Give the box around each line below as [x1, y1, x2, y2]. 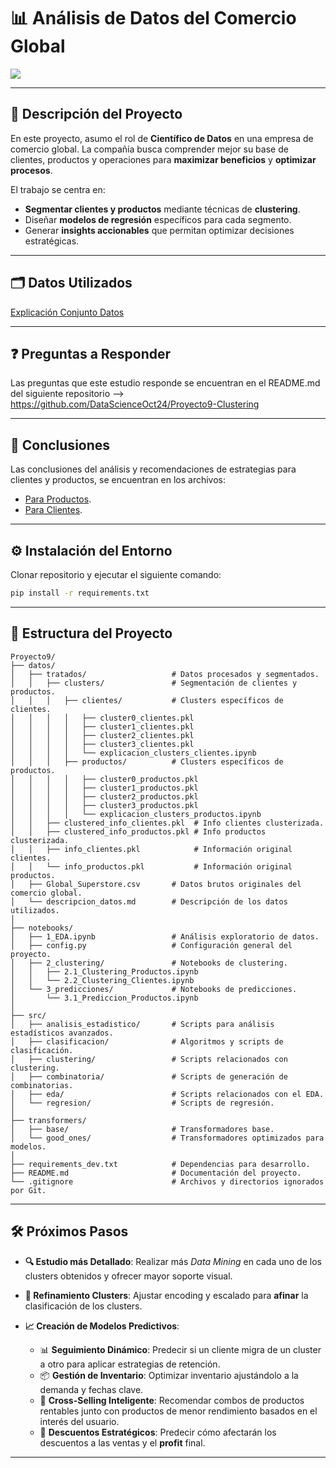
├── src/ [10, 1010, 47, 1020]
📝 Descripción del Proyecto [10, 106, 183, 123]
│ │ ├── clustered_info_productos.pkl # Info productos [10, 826, 267, 837]
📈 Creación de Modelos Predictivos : [24, 1320, 180, 1332]
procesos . [10, 164, 53, 176]
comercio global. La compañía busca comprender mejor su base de [10, 143, 289, 155]
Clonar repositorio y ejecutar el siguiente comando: [10, 569, 222, 580]
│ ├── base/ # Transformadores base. [10, 1124, 275, 1134]
